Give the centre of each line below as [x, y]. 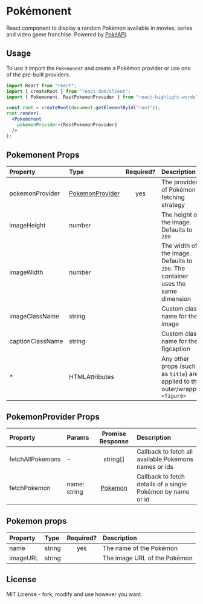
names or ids [155, 467]
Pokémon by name [163, 492]
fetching [173, 197]
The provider [179, 182]
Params [78, 438]
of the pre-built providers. [38, 75]
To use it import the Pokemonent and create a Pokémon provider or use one [99, 68]
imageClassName [34, 317]
